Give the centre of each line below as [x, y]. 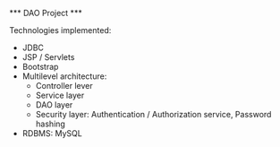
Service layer [60, 95]
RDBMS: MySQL [52, 133]
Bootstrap [40, 67]
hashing [50, 124]
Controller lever [64, 86]
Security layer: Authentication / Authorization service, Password [153, 114]
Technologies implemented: [60, 30]
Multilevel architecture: [64, 76]
